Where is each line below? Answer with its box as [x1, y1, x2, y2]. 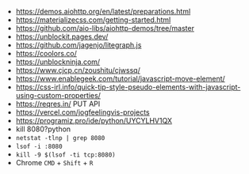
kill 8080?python [15, 124, 71, 134]
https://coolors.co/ [15, 49, 78, 58]
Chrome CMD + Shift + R [15, 158, 94, 167]
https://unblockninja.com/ [15, 57, 101, 66]
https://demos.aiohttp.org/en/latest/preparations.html [15, 7, 191, 16]
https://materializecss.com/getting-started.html [15, 15, 171, 25]
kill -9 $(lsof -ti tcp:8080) [15, 151, 117, 159]
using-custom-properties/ [15, 91, 102, 100]
